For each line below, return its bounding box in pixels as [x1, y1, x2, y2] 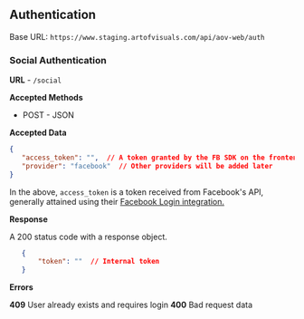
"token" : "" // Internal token [37, 257, 160, 266]
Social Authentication [9, 53, 107, 66]
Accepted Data [9, 127, 67, 139]
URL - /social [9, 74, 62, 85]
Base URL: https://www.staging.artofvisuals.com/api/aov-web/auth [9, 31, 265, 42]
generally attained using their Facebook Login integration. [9, 196, 224, 207]
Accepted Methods [9, 92, 83, 103]
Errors [9, 282, 33, 293]
